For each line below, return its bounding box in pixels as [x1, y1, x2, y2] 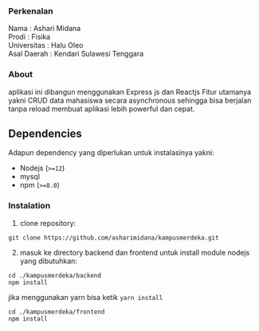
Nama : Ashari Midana [8, 24, 81, 33]
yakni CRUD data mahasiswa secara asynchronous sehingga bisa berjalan [8, 95, 252, 105]
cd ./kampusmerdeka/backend [8, 271, 102, 279]
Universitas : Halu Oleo [8, 41, 84, 50]
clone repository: [19, 218, 77, 228]
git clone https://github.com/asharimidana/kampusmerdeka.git [8, 233, 219, 242]
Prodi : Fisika [8, 32, 51, 41]
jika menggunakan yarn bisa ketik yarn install [8, 292, 163, 302]
